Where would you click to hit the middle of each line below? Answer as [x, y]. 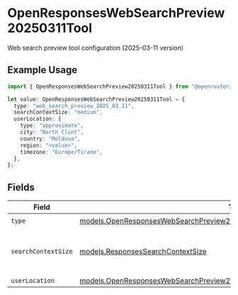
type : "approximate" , [52, 126]
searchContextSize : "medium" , [58, 112]
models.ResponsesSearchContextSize [143, 252]
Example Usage [42, 70]
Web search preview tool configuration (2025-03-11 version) [96, 48]
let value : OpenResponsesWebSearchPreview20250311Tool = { [96, 99]
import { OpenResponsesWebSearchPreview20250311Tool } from [98, 87]
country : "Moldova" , [50, 139]
